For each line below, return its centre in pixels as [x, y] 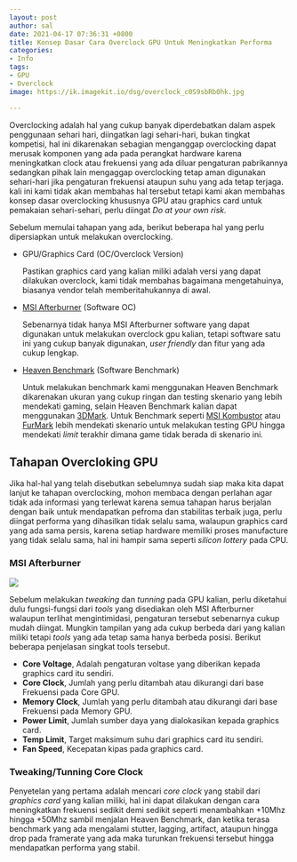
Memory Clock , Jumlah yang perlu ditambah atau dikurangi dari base [150, 701]
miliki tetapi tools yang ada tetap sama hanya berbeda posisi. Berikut [135, 637]
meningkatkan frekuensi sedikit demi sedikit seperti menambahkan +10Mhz [148, 810]
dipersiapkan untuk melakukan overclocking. [91, 236]
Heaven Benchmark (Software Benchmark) [100, 370]
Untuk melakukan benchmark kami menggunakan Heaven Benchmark [150, 387]
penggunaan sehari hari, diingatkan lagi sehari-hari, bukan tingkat [130, 134]
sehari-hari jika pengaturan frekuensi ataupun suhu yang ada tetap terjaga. [147, 181]
